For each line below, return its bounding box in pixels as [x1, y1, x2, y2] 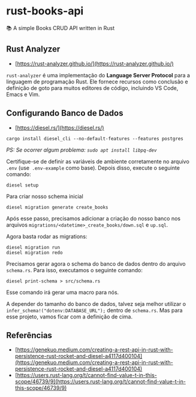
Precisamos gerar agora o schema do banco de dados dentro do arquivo [6, 260, 186, 267]
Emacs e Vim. [6, 91, 40, 98]
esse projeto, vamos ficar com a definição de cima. [6, 313, 133, 320]
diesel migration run [6, 244, 61, 250]
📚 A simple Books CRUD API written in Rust [6, 24, 115, 31]
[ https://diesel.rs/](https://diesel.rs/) [14, 124, 104, 131]
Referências [6, 330, 53, 340]
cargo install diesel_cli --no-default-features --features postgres [6, 136, 184, 142]
